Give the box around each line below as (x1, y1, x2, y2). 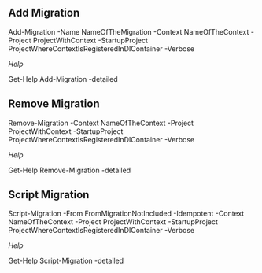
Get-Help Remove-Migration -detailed (8, 165, 131, 175)
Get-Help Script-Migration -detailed (8, 256, 124, 266)
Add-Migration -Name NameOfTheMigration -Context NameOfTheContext (8, 27, 249, 36)
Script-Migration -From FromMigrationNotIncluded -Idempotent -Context (8, 208, 245, 219)
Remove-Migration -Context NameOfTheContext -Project (8, 118, 194, 127)
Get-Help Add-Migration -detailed (8, 74, 118, 83)
